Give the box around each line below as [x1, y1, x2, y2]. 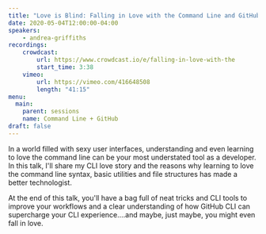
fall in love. [8, 218, 44, 228]
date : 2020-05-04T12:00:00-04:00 [8, 19, 119, 27]
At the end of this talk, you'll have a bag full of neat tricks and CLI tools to [8, 193, 248, 202]
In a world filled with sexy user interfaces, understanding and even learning [8, 144, 254, 153]
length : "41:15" [36, 85, 90, 94]
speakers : [8, 26, 41, 34]
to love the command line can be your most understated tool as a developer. [8, 152, 256, 162]
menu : [8, 93, 26, 101]
